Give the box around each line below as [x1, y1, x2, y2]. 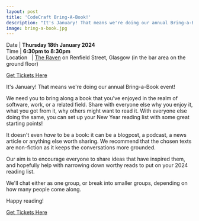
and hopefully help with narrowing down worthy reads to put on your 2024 [6, 162, 188, 169]
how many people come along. [6, 186, 82, 193]
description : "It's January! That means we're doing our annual [6, 20, 168, 25]
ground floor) [6, 60, 38, 68]
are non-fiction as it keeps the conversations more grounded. [6, 144, 156, 151]
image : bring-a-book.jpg [6, 25, 68, 31]
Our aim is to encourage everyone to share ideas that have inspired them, [6, 155, 185, 163]
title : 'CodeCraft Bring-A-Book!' [6, 14, 92, 20]
